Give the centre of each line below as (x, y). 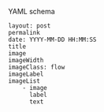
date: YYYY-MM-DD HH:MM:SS (52, 39)
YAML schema (32, 11)
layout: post (30, 26)
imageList (24, 81)
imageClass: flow (37, 67)
